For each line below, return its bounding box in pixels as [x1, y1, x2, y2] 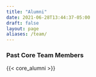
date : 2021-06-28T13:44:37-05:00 [6, 14, 91, 20]
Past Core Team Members [6, 51, 84, 60]
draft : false [6, 20, 39, 26]
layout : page [6, 25, 39, 32]
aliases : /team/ [6, 31, 47, 37]
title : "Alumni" [6, 8, 47, 15]
